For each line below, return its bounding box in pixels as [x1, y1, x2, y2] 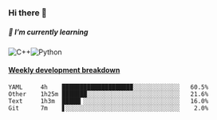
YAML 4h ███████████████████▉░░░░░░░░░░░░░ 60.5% [8, 83, 209, 91]
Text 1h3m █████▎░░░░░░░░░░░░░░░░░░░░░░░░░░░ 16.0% [8, 98, 209, 106]
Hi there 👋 [8, 7, 48, 18]
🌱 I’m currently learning [8, 27, 89, 37]
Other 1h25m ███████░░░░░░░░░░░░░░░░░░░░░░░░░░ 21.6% [8, 90, 209, 98]
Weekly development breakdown [8, 66, 120, 75]
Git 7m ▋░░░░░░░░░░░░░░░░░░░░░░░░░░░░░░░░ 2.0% [8, 104, 209, 113]
